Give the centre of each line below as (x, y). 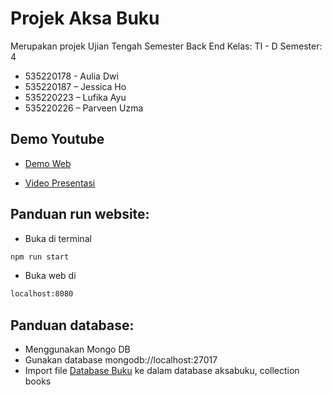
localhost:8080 (42, 294)
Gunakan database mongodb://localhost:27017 (121, 360)
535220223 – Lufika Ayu (75, 97)
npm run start (40, 257)
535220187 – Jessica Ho (75, 86)
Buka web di (50, 276)
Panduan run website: (80, 214)
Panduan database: (72, 325)
